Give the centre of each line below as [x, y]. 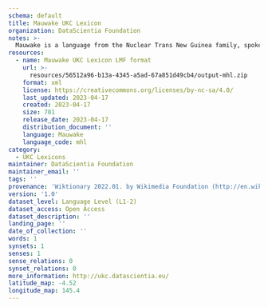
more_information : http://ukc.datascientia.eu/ [89, 276]
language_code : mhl [55, 142]
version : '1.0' [33, 194]
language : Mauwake [53, 134]
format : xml [42, 82]
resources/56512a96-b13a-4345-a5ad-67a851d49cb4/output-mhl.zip [138, 75]
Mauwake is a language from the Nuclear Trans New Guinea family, [128, 46]
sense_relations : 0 [41, 261]
